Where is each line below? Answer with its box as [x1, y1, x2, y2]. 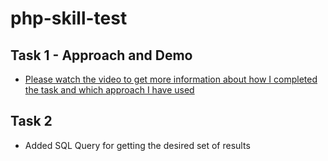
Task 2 [10, 113, 53, 130]
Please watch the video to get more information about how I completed [24, 73, 318, 85]
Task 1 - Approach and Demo [10, 47, 193, 64]
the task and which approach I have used [24, 84, 195, 96]
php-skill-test [10, 7, 128, 30]
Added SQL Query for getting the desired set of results [24, 139, 251, 151]
